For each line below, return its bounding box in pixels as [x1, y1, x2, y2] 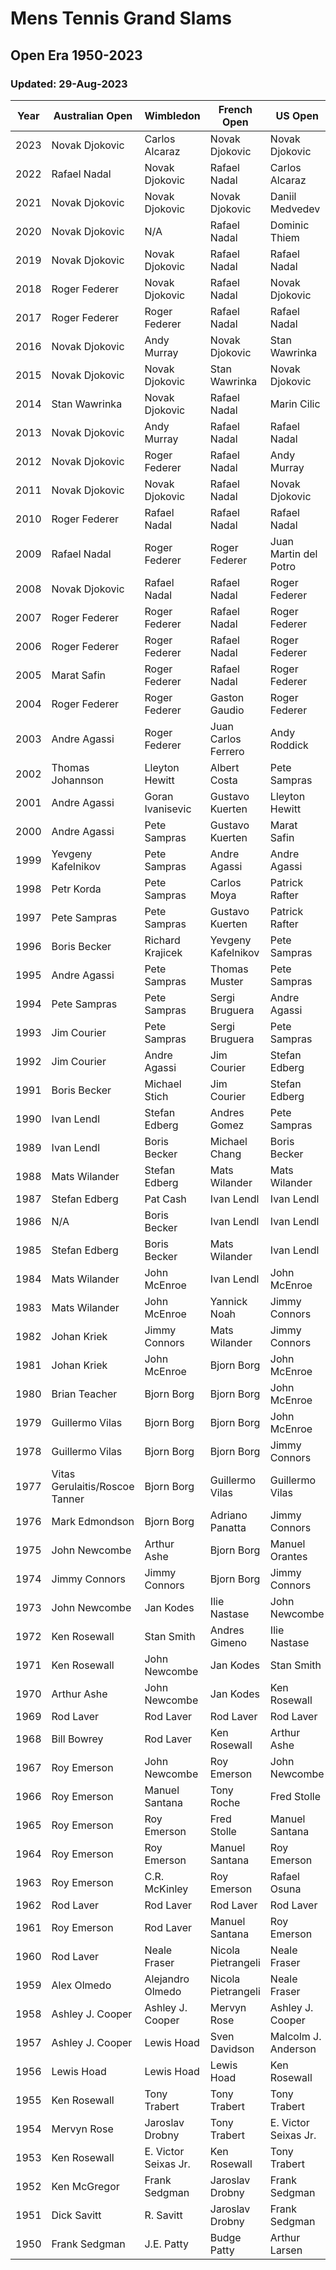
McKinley [144, 1882, 189, 1896]
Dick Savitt [51, 2208, 102, 2222]
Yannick [209, 1294, 248, 1308]
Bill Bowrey [51, 1732, 104, 1746]
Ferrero [209, 744, 245, 758]
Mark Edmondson [51, 1514, 135, 1528]
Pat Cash [144, 1192, 187, 1206]
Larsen [269, 2243, 303, 2257]
